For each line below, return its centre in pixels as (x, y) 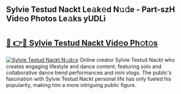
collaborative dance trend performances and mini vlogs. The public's (89, 73)
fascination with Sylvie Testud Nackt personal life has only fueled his (89, 79)
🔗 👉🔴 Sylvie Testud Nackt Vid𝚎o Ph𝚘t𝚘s (82, 43)
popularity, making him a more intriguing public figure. (71, 85)
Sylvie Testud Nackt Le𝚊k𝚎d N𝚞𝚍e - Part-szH (90, 10)
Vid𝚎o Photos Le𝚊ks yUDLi (56, 19)
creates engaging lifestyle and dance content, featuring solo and (84, 66)
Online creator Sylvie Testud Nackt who (127, 60)
